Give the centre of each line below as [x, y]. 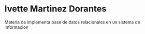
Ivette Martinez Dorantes [56, 9]
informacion [16, 27]
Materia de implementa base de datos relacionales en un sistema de [72, 22]
